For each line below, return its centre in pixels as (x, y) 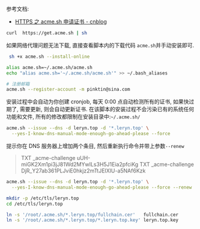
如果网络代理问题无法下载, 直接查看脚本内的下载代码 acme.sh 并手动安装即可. (100, 45)
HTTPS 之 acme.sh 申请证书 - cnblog (61, 22)
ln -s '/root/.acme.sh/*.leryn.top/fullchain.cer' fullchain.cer (92, 215)
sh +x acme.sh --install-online (49, 56)
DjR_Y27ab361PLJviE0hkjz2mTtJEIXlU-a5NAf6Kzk (83, 171)
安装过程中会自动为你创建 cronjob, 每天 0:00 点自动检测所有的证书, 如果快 (98, 102)
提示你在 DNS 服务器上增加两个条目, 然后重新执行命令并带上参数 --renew (95, 146)
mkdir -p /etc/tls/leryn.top (43, 198)
